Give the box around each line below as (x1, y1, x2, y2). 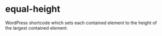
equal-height (5, 3, 60, 15)
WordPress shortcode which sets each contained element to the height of (5, 20, 157, 26)
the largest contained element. (5, 25, 68, 31)
